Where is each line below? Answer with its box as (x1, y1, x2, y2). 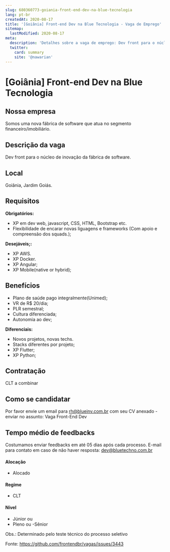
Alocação (5, 459, 26, 465)
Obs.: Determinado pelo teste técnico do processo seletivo (5, 531, 128, 537)
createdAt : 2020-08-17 (5, 17, 53, 22)
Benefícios (5, 282, 40, 290)
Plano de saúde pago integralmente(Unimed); (12, 295, 108, 301)
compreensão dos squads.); (12, 231, 71, 237)
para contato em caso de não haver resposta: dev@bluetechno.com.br (5, 447, 153, 453)
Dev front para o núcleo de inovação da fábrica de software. (5, 154, 132, 160)
